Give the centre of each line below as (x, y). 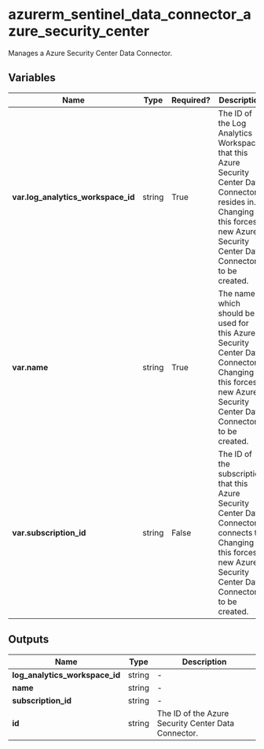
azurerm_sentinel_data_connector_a (130, 15)
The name (236, 293)
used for (233, 323)
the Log (232, 123)
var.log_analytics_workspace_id (73, 197)
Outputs (29, 640)
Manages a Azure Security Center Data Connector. (90, 53)
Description (204, 662)
